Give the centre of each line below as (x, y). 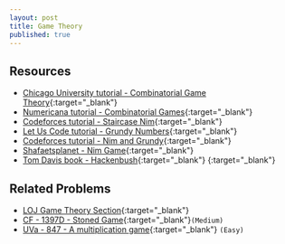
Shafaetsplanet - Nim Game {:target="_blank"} (108, 151)
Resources (40, 71)
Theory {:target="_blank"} (70, 103)
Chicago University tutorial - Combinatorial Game (114, 93)
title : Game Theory (46, 26)
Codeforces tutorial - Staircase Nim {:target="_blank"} (123, 122)
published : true (40, 34)
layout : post (34, 18)
